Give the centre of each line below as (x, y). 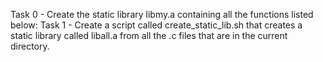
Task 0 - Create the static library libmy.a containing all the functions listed (162, 14)
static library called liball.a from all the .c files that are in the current (149, 35)
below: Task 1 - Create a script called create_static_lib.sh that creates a (156, 25)
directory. (30, 46)
